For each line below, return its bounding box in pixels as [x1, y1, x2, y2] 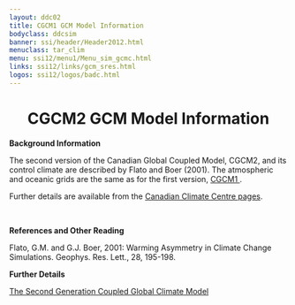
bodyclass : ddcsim [9, 29, 77, 38]
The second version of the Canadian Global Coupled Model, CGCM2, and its [9, 155, 287, 165]
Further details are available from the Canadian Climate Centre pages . [9, 191, 263, 202]
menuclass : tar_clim [9, 46, 86, 55]
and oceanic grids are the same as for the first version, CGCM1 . [9, 173, 243, 184]
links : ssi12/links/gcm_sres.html [9, 63, 137, 72]
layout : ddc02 [9, 12, 62, 22]
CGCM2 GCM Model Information [27, 108, 269, 128]
